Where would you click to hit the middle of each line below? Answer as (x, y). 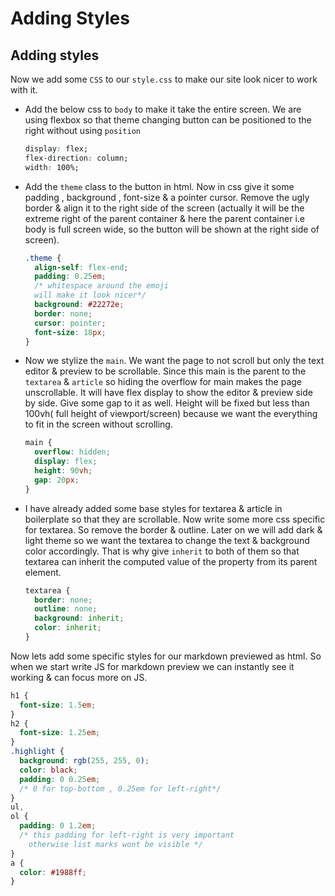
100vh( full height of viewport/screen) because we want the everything (171, 414)
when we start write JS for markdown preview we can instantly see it (152, 666)
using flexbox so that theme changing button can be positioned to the (168, 120)
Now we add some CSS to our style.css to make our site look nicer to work (164, 79)
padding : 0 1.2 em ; (58, 826)
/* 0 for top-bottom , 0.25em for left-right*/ (120, 788)
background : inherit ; (79, 618)
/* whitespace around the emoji (101, 286)
